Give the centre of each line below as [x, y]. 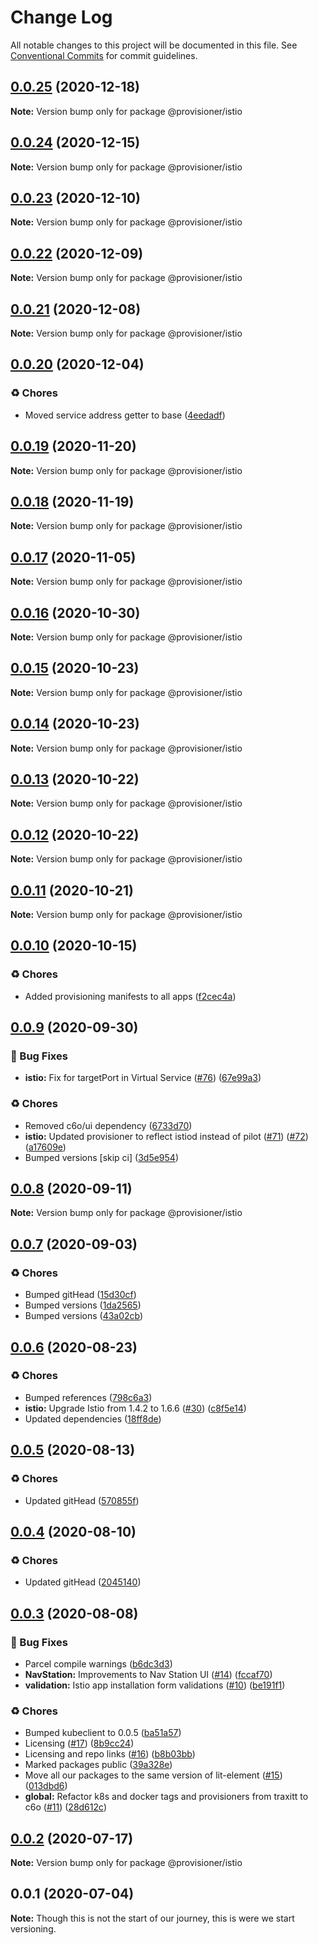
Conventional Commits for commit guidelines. [104, 55]
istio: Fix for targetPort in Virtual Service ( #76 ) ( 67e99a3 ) [143, 1078]
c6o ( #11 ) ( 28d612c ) [65, 1807]
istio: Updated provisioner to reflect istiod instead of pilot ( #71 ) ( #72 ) [166, 1136]
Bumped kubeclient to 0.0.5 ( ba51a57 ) [103, 1733]
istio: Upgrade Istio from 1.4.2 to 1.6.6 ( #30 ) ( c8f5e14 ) [135, 1408]
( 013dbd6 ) [46, 1786]
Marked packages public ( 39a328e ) [98, 1765]
